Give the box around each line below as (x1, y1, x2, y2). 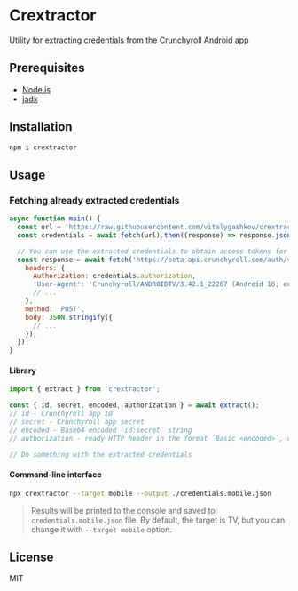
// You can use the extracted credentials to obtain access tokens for (17, 246, 288, 256)
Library (9, 365, 37, 376)
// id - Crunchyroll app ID (9, 410, 114, 419)
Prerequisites (9, 60, 85, 76)
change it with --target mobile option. (30, 523, 173, 534)
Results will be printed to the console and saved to (30, 505, 216, 515)
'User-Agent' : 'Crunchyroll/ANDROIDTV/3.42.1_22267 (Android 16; (32, 280, 279, 289)
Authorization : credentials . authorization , (32, 272, 197, 281)
